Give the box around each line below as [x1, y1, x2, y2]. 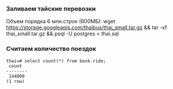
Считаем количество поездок [6, 45, 97, 53]
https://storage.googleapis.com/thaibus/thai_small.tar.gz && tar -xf [6, 24, 167, 31]
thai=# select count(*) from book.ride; [6, 58, 107, 64]
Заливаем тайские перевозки [6, 5, 96, 13]
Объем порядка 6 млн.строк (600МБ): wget [6, 18, 116, 25]
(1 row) [6, 78, 25, 84]
